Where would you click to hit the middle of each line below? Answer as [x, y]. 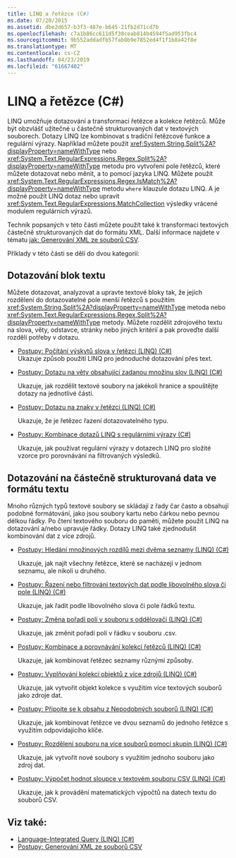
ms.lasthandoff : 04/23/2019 [49, 60]
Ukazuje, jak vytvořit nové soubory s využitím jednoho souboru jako [116, 758]
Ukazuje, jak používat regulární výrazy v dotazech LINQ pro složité [114, 448]
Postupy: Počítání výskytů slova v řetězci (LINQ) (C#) [95, 351]
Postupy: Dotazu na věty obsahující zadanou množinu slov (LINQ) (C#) [120, 372]
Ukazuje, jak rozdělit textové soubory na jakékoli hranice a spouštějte [118, 386]
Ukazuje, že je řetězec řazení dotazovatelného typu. [93, 421]
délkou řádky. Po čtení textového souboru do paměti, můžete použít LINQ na [118, 521]
